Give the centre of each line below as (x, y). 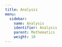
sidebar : (18, 19)
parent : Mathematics (34, 32)
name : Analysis (29, 23)
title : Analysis (21, 10)
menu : (10, 14)
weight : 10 (25, 37)
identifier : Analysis (35, 28)
